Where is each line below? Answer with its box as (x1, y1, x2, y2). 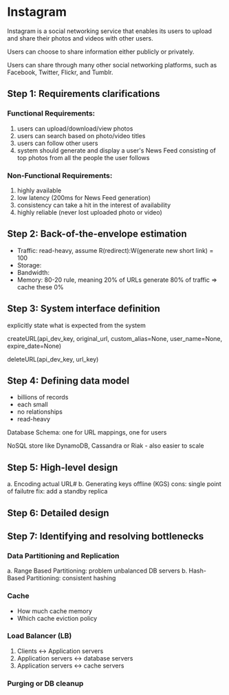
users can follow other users (17, 139, 98, 147)
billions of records (17, 393, 69, 401)
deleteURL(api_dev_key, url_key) (7, 355, 99, 363)
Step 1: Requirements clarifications (7, 88, 160, 100)
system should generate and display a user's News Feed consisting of (17, 146, 217, 155)
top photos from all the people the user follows (17, 153, 150, 162)
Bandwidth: (17, 268, 50, 276)
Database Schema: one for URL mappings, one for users (7, 428, 167, 437)
